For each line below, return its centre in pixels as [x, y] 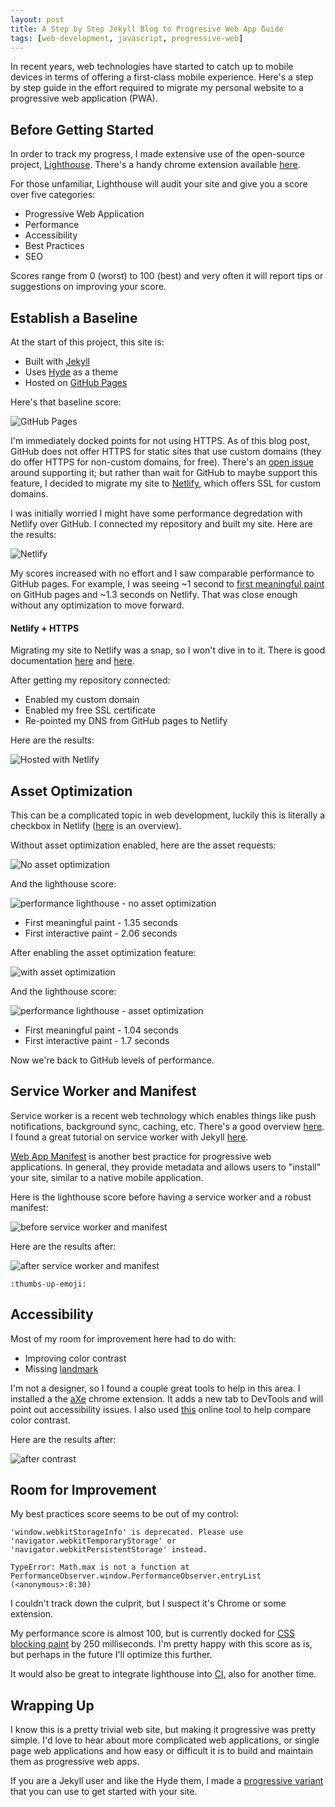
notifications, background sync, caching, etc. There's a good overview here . [167, 1126]
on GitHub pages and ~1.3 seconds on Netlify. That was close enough [154, 594]
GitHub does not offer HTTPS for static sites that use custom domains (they [166, 451]
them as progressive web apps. [75, 1762]
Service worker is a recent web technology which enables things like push [163, 1115]
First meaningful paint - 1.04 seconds [101, 1030]
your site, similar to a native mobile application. [107, 1177]
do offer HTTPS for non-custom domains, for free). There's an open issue [162, 462]
